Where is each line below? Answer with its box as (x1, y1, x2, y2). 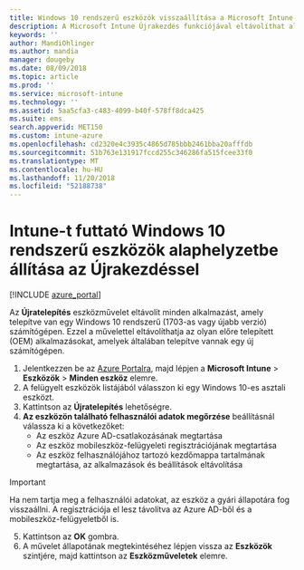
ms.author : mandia (9, 47, 79, 56)
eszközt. (22, 391, 54, 403)
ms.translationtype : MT (9, 156, 100, 166)
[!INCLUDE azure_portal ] (9, 289, 101, 300)
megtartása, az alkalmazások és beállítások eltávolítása (35, 459, 243, 470)
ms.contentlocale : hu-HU (9, 165, 103, 174)
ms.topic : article (9, 72, 79, 82)
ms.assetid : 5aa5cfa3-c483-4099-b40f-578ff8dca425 (9, 106, 204, 115)
